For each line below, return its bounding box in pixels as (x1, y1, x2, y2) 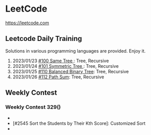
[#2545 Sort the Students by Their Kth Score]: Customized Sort (12, 120, 146, 126)
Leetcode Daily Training (5, 34, 82, 43)
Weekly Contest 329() (5, 104, 61, 111)
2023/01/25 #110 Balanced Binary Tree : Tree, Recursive (12, 68, 129, 74)
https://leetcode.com (5, 20, 49, 26)
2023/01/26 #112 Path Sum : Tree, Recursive (12, 74, 104, 80)
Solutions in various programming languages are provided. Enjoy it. (5, 48, 146, 54)
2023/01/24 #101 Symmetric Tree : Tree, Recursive (12, 63, 119, 69)
